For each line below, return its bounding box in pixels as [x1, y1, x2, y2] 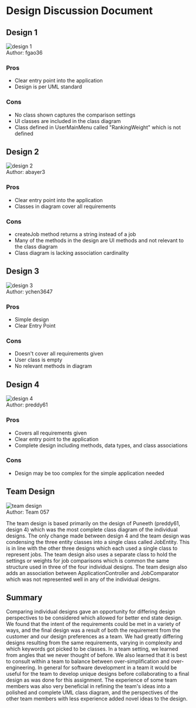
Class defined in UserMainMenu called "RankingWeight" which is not [14, 124, 181, 131]
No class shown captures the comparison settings [14, 111, 136, 118]
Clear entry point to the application [14, 435, 99, 443]
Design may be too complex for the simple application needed [14, 470, 164, 477]
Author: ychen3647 [6, 288, 53, 295]
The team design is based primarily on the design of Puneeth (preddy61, [6, 519, 180, 526]
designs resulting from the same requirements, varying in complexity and [6, 639, 183, 647]
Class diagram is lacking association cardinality [14, 249, 129, 256]
